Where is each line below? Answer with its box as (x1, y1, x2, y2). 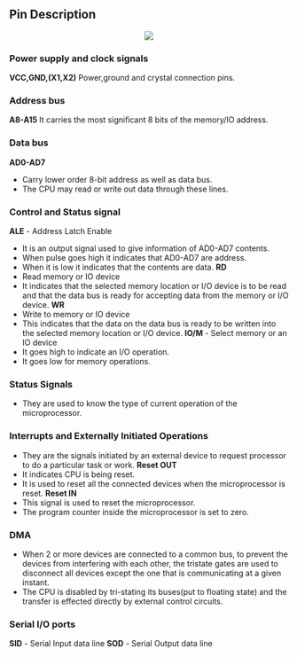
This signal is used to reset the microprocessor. (21, 497, 196, 508)
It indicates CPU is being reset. (21, 469, 136, 480)
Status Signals (9, 378, 74, 390)
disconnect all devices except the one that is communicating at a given (21, 567, 282, 578)
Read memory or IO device (21, 271, 121, 282)
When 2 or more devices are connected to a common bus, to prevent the (21, 549, 288, 559)
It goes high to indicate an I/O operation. (21, 347, 170, 357)
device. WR (21, 300, 65, 309)
